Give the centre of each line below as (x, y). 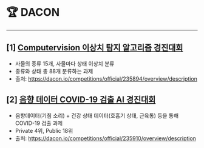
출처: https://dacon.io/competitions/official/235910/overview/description (105, 138)
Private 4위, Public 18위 (44, 130)
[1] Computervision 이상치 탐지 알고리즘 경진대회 (95, 48)
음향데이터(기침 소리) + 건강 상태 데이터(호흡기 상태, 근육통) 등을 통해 (97, 115)
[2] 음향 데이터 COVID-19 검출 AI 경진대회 (81, 100)
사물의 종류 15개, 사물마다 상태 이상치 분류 (65, 63)
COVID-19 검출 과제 (39, 123)
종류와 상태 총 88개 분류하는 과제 (54, 71)
